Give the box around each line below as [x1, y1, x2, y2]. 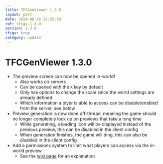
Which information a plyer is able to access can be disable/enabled [19, 99, 158, 105]
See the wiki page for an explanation [19, 153, 95, 159]
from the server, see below [19, 105, 75, 111]
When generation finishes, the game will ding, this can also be [19, 131, 148, 137]
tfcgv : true [5, 30, 30, 35]
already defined [19, 94, 52, 100]
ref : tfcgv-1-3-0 [5, 21, 41, 26]
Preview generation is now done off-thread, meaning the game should [12, 110, 157, 116]
